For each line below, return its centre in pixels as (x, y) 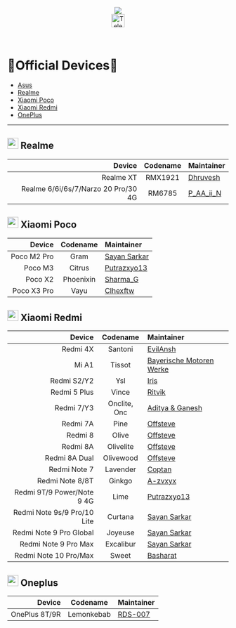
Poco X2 (40, 279)
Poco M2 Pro (32, 256)
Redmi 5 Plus (72, 392)
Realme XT (119, 177)
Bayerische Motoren (181, 360)
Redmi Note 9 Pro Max (57, 544)
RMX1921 (163, 177)
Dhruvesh (204, 177)
